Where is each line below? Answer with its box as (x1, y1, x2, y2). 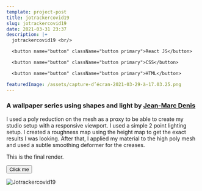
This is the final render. (6, 153, 64, 160)
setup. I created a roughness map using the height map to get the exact (6, 128, 186, 135)
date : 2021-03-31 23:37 (6, 26, 67, 32)
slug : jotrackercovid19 (6, 20, 67, 26)
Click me (9, 166, 29, 173)
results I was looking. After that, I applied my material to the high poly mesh (6, 135, 196, 142)
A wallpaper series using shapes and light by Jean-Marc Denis (6, 101, 196, 110)
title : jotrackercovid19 (6, 15, 70, 21)
